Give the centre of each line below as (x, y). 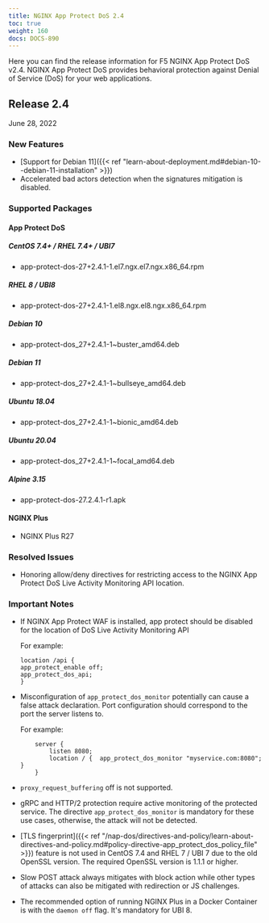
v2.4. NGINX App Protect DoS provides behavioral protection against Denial (134, 70)
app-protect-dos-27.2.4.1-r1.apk (73, 499)
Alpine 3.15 (27, 479)
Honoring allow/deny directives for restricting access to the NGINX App (139, 575)
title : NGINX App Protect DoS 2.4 (66, 16)
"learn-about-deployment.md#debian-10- (192, 162)
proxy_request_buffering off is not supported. (96, 787)
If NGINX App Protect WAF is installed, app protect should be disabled (137, 622)
